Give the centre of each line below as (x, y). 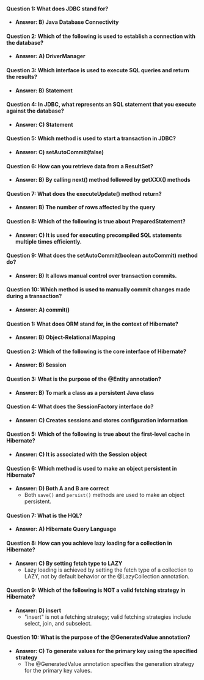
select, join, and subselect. (58, 623)
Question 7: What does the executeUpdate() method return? (84, 193)
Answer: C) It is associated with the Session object (81, 454)
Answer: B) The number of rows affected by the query (85, 207)
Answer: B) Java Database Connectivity (67, 22)
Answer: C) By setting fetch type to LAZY (69, 563)
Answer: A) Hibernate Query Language (66, 529)
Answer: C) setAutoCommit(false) (59, 152)
